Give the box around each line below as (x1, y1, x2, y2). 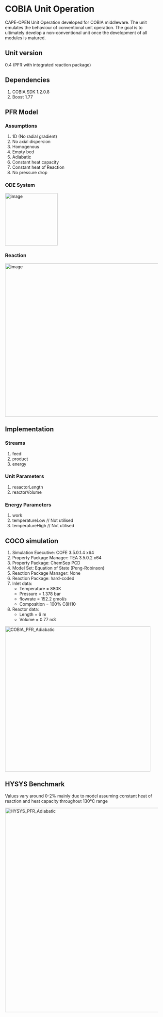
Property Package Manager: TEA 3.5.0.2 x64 (12, 554, 102, 561)
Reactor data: (12, 606, 39, 612)
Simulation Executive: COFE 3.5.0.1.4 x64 (12, 549, 95, 555)
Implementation (5, 425, 54, 434)
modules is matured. (5, 35, 46, 41)
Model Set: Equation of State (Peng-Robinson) (12, 565, 105, 571)
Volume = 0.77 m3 (19, 616, 56, 622)
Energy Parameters (5, 501, 52, 508)
